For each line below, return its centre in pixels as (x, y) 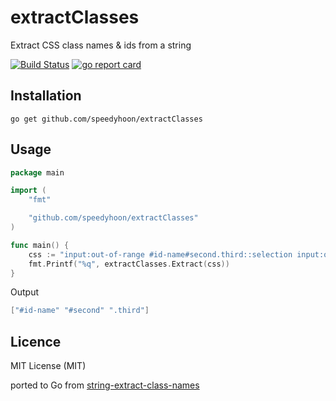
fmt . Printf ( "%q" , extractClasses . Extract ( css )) (129, 264)
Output (24, 292)
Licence (36, 341)
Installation (46, 96)
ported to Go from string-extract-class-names (105, 385)
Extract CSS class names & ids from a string (101, 45)
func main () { (40, 245)
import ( (28, 191)
